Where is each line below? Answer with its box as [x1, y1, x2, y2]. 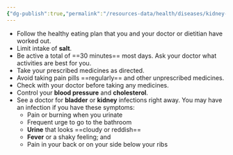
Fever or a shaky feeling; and [26, 133, 111, 141]
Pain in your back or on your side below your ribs [26, 140, 168, 148]
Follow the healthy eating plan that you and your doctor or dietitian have [16, 29, 223, 38]
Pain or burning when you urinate [26, 111, 123, 119]
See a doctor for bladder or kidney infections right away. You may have [16, 95, 223, 104]
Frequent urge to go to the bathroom [26, 117, 132, 126]
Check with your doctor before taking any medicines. [16, 81, 169, 89]
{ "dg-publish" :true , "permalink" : [6, 10, 104, 17]
